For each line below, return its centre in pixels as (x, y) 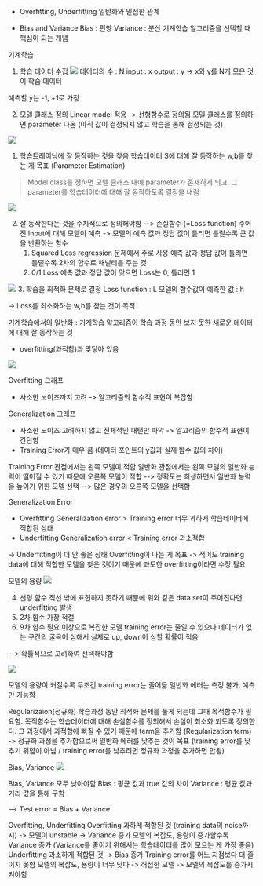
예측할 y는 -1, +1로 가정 (44, 98)
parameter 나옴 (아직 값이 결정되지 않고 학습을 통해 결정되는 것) (126, 124)
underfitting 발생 (46, 607)
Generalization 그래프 (42, 414)
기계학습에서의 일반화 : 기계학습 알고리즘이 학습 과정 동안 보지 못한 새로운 (120, 323)
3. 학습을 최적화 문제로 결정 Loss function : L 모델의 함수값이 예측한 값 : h (131, 289)
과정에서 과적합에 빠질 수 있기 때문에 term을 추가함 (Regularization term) (139, 731)
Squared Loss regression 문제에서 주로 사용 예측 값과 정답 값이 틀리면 (140, 253)
